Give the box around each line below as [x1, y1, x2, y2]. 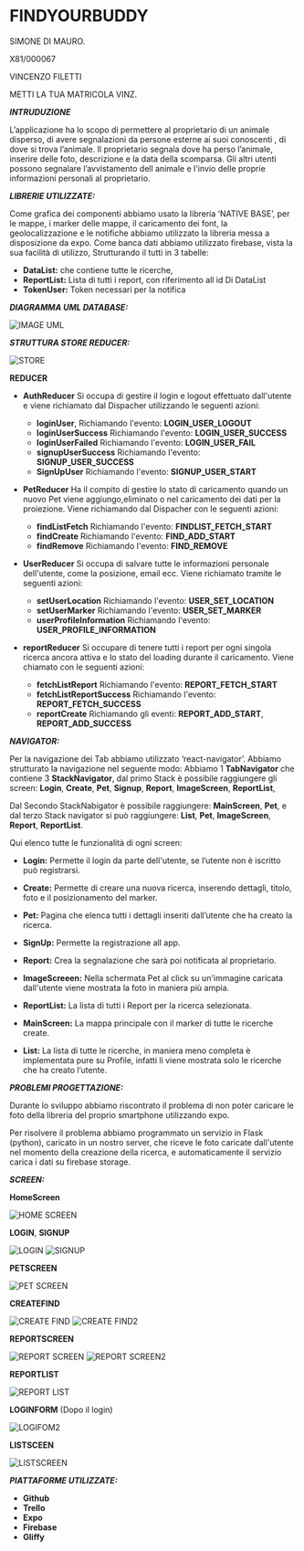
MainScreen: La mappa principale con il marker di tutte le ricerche [22, 1018, 274, 1029]
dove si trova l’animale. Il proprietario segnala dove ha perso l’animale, [9, 143, 274, 154]
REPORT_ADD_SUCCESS [36, 718, 132, 729]
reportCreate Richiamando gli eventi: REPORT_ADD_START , [36, 708, 264, 719]
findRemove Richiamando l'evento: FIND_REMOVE [36, 540, 228, 551]
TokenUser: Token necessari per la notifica [22, 284, 186, 295]
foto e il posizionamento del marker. [22, 892, 158, 902]
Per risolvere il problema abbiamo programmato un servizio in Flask [9, 1127, 264, 1138]
